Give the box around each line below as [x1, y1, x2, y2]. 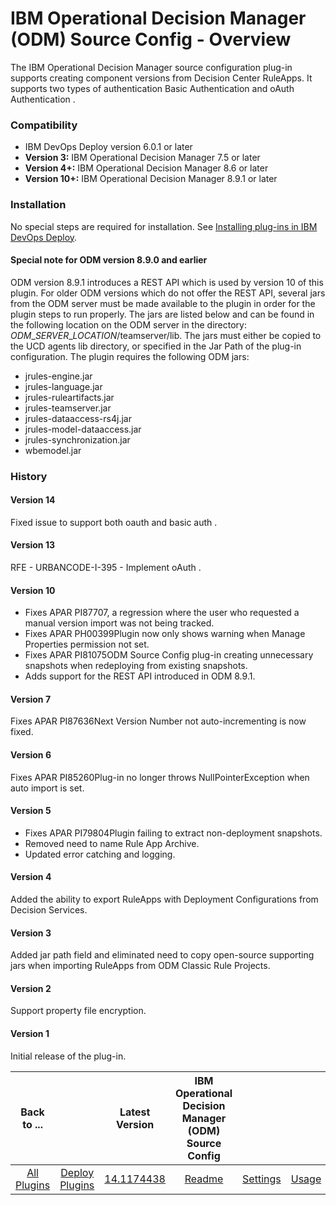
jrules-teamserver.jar [24, 402, 112, 414]
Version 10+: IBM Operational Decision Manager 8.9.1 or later [24, 173, 278, 185]
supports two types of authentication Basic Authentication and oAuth [10, 82, 295, 94]
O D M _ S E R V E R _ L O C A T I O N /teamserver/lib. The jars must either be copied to [10, 329, 322, 341]
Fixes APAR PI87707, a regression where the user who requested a [24, 607, 300, 619]
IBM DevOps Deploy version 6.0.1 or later [24, 141, 193, 153]
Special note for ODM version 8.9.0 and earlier [10, 254, 208, 266]
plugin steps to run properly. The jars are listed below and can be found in [10, 308, 315, 320]
